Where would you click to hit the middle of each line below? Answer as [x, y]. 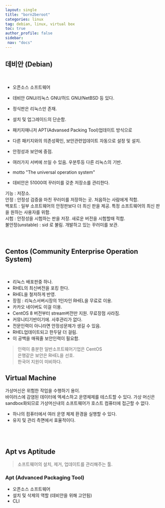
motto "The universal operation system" [54, 172]
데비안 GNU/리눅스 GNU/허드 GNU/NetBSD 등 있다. [63, 98]
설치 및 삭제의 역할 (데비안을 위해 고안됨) [52, 495]
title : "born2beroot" [28, 15]
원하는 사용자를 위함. [31, 212]
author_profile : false [29, 33]
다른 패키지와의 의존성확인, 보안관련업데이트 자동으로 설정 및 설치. [77, 140]
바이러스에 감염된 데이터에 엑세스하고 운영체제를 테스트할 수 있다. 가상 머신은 [80, 397]
